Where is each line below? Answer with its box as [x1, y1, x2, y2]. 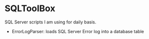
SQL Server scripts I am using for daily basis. [4, 19, 97, 25]
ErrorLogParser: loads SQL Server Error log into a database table [11, 28, 144, 34]
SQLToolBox [4, 3, 55, 14]
